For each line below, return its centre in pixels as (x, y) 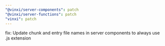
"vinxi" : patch (21, 19)
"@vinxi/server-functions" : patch (41, 14)
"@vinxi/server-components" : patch (42, 10)
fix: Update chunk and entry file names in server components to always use (82, 33)
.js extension (18, 38)
